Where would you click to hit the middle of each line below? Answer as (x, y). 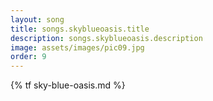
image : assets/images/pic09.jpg (77, 47)
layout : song (37, 19)
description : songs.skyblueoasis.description (106, 38)
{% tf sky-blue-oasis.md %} (68, 85)
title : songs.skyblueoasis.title (80, 29)
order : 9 (28, 57)
